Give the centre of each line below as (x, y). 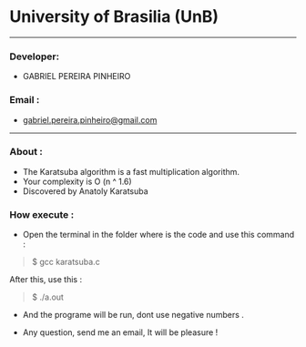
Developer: (35, 56)
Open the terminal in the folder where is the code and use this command (158, 235)
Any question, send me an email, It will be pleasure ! (120, 332)
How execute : (42, 214)
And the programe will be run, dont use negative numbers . (133, 315)
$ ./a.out (47, 297)
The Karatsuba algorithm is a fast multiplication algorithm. (131, 171)
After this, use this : (46, 280)
